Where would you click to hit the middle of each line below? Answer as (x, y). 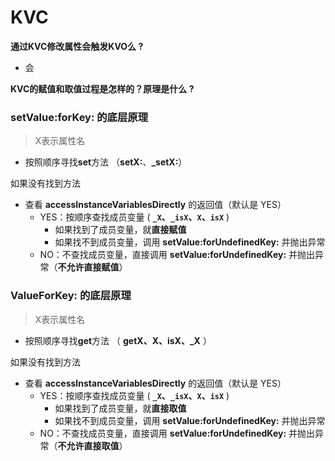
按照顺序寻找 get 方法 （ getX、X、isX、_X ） (118, 340)
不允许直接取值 (88, 445)
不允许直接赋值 (88, 267)
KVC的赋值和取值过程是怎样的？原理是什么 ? (102, 88)
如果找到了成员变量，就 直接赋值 (120, 230)
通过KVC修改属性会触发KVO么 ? (77, 46)
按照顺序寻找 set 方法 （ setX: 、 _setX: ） (106, 162)
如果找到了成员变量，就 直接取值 (120, 408)
